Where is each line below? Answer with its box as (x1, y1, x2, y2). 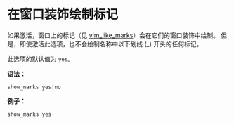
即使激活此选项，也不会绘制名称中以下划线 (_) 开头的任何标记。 (19, 39, 203, 48)
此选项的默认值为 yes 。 (7, 54, 74, 63)
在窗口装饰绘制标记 (7, 6, 119, 22)
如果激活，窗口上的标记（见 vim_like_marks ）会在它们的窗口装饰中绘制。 (7, 31, 220, 39)
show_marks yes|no (7, 84, 61, 91)
